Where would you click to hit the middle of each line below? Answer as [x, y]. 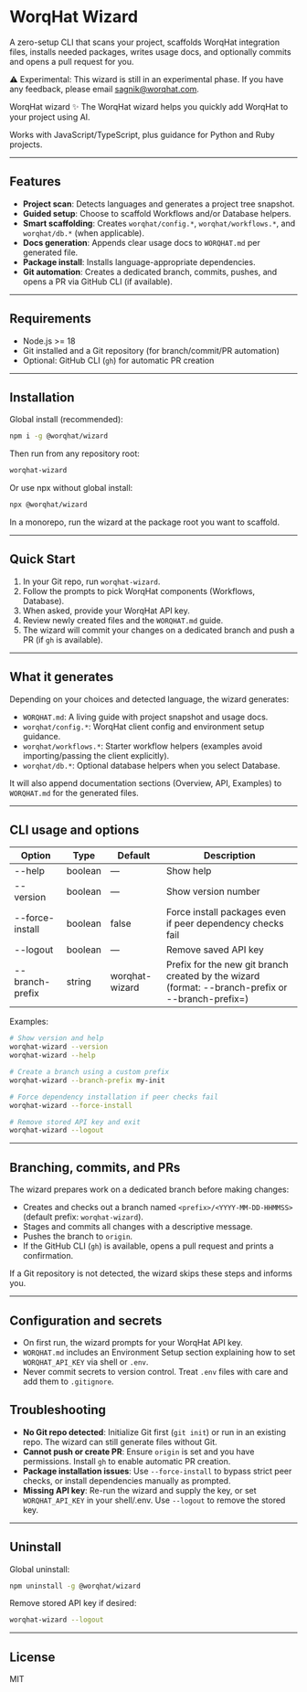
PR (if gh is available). [63, 639]
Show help [189, 871]
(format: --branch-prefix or [227, 987]
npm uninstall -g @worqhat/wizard [75, 1586]
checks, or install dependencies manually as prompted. [127, 1480]
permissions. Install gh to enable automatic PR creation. [127, 1461]
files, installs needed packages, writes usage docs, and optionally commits [150, 51]
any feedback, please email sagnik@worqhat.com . [104, 89]
